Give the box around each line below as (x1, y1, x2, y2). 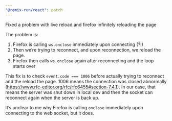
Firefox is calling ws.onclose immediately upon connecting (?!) (12, 41, 143, 47)
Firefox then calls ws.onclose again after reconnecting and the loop (12, 57, 154, 64)
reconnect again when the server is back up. (5, 94, 100, 101)
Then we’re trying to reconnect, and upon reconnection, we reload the (12, 46, 161, 53)
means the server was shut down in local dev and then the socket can (5, 89, 153, 95)
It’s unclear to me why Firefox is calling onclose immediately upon (5, 104, 143, 110)
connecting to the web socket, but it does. (5, 110, 95, 116)
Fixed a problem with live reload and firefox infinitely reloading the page (5, 21, 157, 28)
